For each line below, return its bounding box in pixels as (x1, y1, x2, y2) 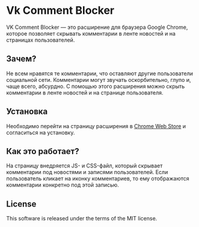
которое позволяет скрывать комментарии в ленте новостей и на (6, 30, 176, 37)
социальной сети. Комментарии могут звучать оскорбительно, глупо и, (6, 76, 191, 83)
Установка (6, 107, 48, 117)
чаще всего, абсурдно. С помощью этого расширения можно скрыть (6, 82, 185, 90)
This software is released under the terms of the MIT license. (6, 215, 158, 222)
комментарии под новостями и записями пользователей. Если (6, 169, 168, 176)
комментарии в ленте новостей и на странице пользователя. (6, 89, 164, 96)
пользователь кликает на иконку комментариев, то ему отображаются (6, 175, 189, 182)
